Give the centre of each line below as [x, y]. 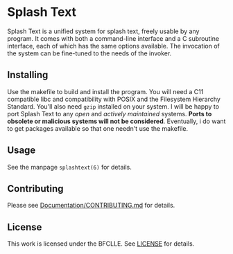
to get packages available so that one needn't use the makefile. [98, 128]
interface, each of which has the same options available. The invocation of [113, 46]
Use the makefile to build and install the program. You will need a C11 [105, 91]
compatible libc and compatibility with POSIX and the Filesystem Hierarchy [114, 99]
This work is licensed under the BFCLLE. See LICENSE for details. [101, 244]
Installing [28, 75]
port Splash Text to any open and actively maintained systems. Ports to [110, 114]
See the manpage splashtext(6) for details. [69, 167]
